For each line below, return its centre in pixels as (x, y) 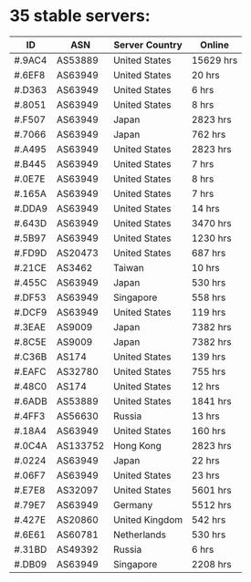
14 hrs (206, 208)
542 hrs (209, 519)
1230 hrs (211, 238)
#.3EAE (30, 327)
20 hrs (206, 75)
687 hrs (209, 253)
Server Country (148, 45)
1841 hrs (211, 400)
